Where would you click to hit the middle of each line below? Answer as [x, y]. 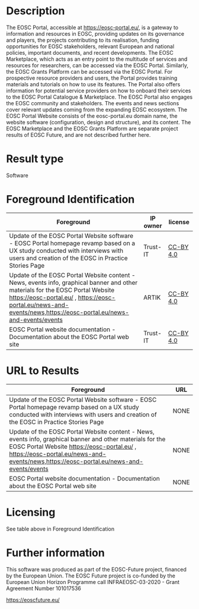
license [179, 222]
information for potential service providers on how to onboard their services [99, 90]
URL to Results [43, 371]
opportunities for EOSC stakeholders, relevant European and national [90, 46]
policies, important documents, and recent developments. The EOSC [90, 52]
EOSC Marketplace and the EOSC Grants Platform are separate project [92, 128]
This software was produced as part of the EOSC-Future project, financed [96, 569]
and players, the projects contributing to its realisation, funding [83, 40]
